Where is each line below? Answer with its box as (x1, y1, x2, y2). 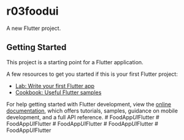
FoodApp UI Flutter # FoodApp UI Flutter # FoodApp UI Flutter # (6, 120, 158, 127)
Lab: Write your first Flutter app (15, 82, 95, 89)
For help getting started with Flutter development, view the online (6, 100, 172, 108)
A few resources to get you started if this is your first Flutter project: (6, 70, 178, 78)
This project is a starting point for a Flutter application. (6, 58, 144, 65)
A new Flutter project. (6, 24, 61, 32)
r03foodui (6, 4, 59, 18)
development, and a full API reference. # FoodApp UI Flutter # (6, 113, 159, 120)
